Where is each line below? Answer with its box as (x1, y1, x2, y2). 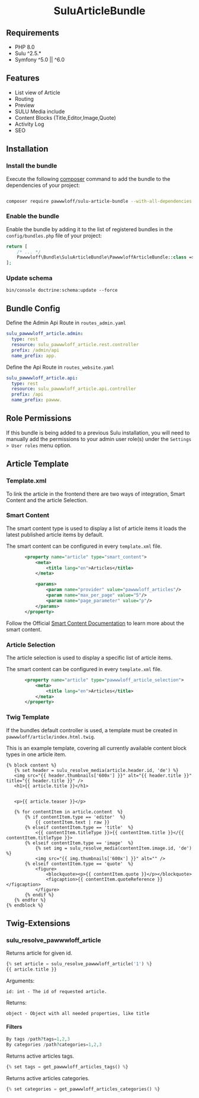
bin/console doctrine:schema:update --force (6, 288, 118, 293)
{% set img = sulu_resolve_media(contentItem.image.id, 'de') (35, 845, 192, 851)
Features (6, 73, 40, 84)
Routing (14, 95, 34, 102)
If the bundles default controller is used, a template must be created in (6, 726, 178, 733)
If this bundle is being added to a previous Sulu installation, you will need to (6, 429, 190, 436)
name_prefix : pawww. (11, 397, 62, 403)
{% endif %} (24, 892, 54, 898)
